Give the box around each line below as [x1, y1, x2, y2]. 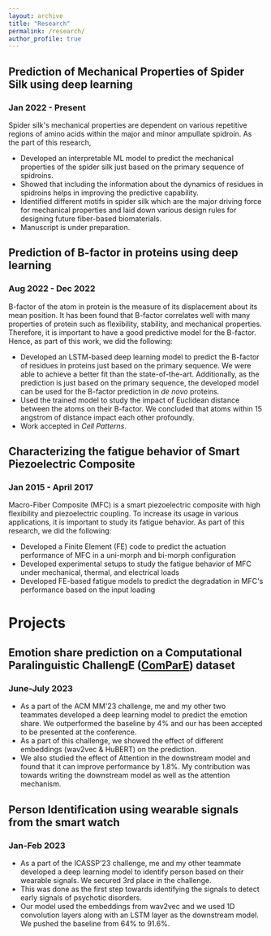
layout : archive [8, 11, 63, 20]
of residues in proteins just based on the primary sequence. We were [19, 360, 252, 370]
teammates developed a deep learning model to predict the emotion [19, 710, 247, 720]
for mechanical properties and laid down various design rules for [19, 205, 237, 215]
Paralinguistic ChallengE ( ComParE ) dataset [8, 658, 235, 672]
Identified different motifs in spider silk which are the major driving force [19, 196, 262, 206]
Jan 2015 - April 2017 [8, 481, 93, 493]
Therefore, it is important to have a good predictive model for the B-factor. [8, 327, 257, 337]
